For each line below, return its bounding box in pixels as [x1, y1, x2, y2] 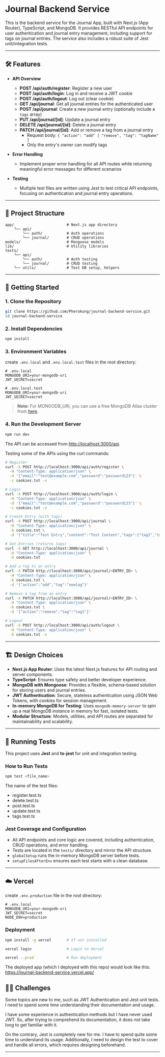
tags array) [19, 111, 42, 117]
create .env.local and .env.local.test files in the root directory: [5, 359, 137, 365]
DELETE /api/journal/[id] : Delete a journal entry [19, 121, 116, 127]
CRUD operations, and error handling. [12, 842, 89, 848]
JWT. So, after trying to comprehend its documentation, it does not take [5, 1017, 151, 1023]
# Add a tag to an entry [5, 564, 56, 569]
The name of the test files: [5, 783, 58, 789]
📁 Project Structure [5, 209, 65, 217]
